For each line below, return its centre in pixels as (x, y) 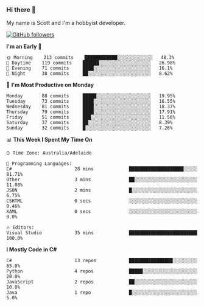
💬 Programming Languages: (39, 164)
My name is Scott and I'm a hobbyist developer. (66, 23)
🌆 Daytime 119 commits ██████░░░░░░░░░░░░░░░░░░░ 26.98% (91, 63)
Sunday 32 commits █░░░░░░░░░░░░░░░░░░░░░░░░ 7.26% (90, 128)
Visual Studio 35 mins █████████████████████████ (102, 233)
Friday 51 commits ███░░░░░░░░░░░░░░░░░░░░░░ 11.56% (91, 117)
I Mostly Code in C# (32, 249)
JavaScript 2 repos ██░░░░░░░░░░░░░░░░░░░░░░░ (102, 282)
